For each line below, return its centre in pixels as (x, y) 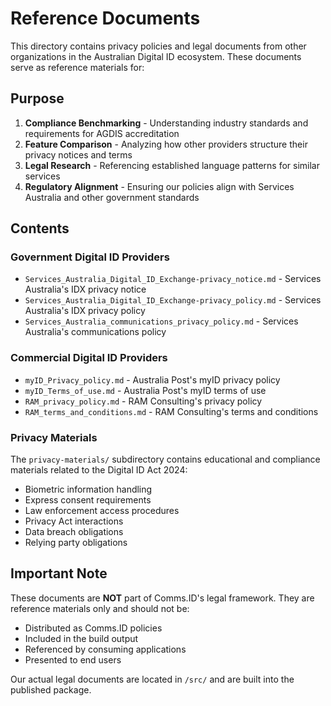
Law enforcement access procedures (102, 511)
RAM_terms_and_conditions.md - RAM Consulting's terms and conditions (171, 411)
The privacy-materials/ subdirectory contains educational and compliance (165, 459)
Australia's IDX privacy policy (85, 311)
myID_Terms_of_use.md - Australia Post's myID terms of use (145, 390)
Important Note (59, 573)
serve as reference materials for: (77, 67)
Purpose (37, 98)
